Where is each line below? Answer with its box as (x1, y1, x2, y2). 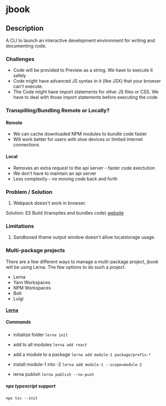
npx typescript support (6, 383, 56, 389)
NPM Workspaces (13, 285, 51, 291)
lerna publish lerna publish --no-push (13, 371, 94, 377)
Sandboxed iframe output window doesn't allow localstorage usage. (13, 234, 156, 240)
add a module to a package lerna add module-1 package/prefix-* (13, 351, 151, 358)
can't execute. (13, 83, 44, 90)
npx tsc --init (6, 396, 38, 401)
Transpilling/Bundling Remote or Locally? (6, 107, 110, 114)
